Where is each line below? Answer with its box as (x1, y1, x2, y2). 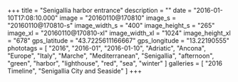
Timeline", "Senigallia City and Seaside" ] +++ (7, 67, 143, 75)
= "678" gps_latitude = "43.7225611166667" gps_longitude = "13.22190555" (7, 36, 230, 45)
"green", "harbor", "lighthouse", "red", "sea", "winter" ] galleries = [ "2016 (7, 59, 223, 67)
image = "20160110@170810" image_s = (59, 14, 177, 22)
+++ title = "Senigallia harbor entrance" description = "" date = (7, 6, 192, 14)
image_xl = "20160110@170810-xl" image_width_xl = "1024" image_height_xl (7, 29, 232, 37)
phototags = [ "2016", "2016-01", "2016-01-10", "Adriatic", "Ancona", (7, 44, 207, 52)
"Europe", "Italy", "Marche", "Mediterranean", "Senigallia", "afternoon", (7, 51, 214, 60)
